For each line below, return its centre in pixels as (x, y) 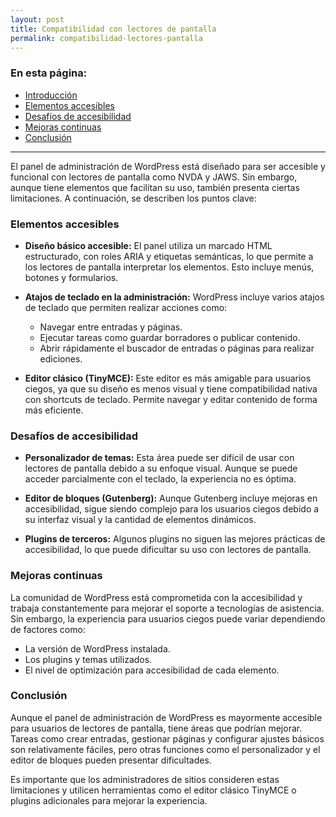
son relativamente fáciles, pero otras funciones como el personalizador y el (165, 749)
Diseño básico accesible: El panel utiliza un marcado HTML (148, 245)
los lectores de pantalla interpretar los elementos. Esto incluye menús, (169, 267)
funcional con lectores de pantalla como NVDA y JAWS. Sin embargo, (154, 177)
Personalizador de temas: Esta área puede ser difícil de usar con (159, 458)
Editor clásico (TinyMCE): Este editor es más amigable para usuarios (168, 378)
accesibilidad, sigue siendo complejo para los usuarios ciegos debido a (172, 509)
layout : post (37, 19)
